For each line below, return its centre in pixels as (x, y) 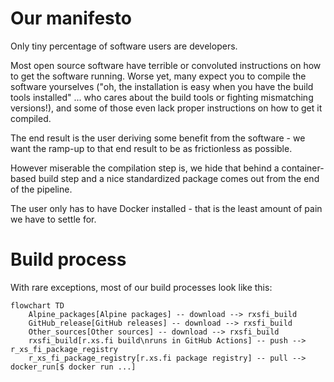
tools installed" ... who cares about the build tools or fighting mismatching (162, 97)
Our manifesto (71, 18)
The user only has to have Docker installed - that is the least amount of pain (166, 208)
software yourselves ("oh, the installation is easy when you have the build (162, 86)
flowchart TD (37, 305)
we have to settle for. (53, 219)
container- (303, 168)
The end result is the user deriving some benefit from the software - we (158, 138)
